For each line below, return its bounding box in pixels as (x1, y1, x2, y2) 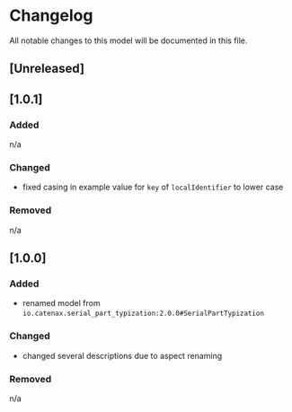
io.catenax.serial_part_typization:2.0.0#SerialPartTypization (22, 309, 265, 319)
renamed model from (22, 298, 101, 309)
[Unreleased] (9, 61, 85, 76)
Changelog (9, 5, 93, 26)
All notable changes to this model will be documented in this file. (9, 35, 248, 46)
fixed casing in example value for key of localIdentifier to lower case (22, 181, 284, 193)
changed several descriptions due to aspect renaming (22, 350, 223, 361)
